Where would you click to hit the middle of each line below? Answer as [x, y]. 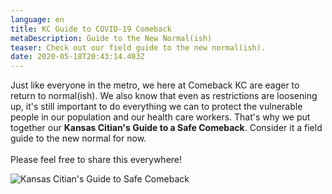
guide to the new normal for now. [78, 138]
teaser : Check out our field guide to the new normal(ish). [138, 47]
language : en [37, 19]
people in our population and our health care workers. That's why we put [160, 117]
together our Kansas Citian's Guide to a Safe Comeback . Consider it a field [166, 128]
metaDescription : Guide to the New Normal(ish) [111, 38]
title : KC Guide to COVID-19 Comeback [91, 29]
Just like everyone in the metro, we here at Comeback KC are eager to [155, 85]
